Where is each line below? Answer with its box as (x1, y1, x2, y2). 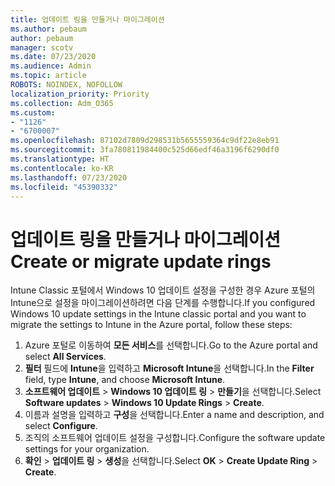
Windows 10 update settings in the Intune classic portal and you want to (10, 308, 307, 320)
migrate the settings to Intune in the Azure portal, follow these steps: (10, 319, 293, 331)
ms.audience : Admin (10, 61, 92, 71)
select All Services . (24, 351, 107, 363)
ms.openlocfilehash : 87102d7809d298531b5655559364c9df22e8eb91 (10, 136, 280, 146)
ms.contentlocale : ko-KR (10, 163, 114, 173)
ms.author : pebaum (10, 24, 87, 34)
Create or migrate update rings (10, 250, 272, 273)
